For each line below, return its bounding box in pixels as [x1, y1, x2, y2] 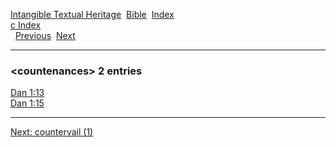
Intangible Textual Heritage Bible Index [10, 9, 175, 20]
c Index [10, 19, 42, 31]
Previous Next [14, 30, 76, 41]
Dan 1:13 [10, 87, 45, 99]
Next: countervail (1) [10, 126, 94, 138]
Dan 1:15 [10, 97, 45, 109]
